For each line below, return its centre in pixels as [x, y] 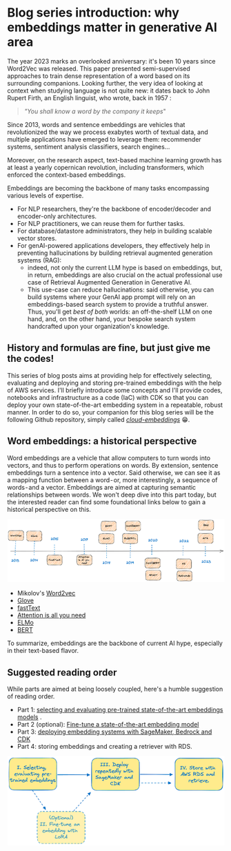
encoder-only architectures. [57, 216]
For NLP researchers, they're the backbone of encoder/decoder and [114, 209]
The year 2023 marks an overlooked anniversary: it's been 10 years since [111, 61]
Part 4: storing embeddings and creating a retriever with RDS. [104, 747]
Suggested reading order [62, 672]
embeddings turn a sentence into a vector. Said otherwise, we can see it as [114, 472]
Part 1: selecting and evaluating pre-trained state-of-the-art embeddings [120, 710]
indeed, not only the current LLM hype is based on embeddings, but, [125, 267]
